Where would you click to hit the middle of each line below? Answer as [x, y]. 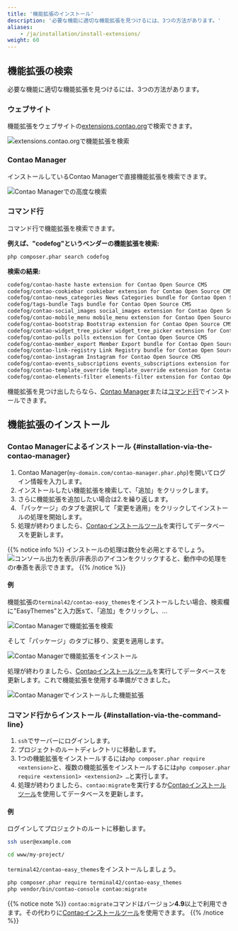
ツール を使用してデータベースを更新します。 [82, 794]
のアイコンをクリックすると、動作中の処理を [162, 558]
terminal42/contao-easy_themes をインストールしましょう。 [93, 869]
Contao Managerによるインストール [69, 447]
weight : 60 [23, 40]
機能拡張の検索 [40, 71]
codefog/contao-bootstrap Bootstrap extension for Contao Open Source [114, 324]
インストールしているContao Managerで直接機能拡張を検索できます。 [109, 176]
